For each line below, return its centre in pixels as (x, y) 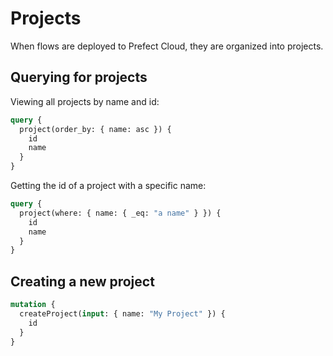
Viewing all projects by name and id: (85, 101)
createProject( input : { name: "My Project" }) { (122, 313)
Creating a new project (82, 281)
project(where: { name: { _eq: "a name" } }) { (120, 213)
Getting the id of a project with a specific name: (108, 185)
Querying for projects (79, 77)
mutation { (33, 305)
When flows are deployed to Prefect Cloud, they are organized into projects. (167, 46)
